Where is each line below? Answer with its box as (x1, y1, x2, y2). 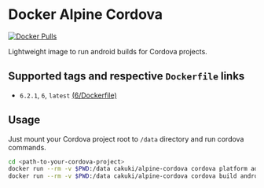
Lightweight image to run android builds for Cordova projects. (8, 46, 208, 56)
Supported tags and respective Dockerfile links (8, 69, 245, 83)
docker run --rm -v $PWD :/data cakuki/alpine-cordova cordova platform (8, 165, 247, 173)
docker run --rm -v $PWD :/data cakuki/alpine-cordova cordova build (8, 172, 237, 180)
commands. (8, 142, 47, 152)
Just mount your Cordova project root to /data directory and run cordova (8, 134, 244, 143)
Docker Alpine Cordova (8, 6, 163, 24)
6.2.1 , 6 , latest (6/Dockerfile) (19, 90, 118, 100)
